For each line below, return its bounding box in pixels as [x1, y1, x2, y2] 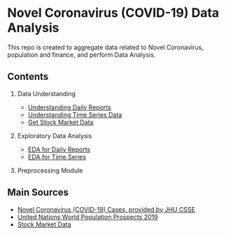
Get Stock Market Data [27, 118, 94, 126]
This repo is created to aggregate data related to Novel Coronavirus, [7, 43, 204, 51]
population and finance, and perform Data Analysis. [7, 51, 156, 59]
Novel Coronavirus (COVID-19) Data [7, 5, 220, 21]
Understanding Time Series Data [27, 110, 122, 119]
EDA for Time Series [27, 152, 86, 161]
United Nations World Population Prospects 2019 [17, 213, 159, 221]
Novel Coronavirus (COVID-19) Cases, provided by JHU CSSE [17, 205, 196, 213]
